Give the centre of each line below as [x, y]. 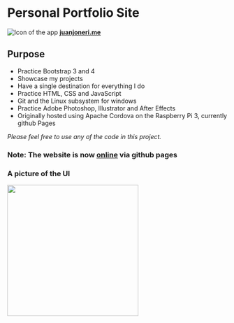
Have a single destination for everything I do [81, 86]
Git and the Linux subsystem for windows [77, 101]
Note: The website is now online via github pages [93, 155]
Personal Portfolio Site [73, 13]
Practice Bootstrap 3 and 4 [56, 71]
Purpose [26, 54]
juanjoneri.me [80, 32]
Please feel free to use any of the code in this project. [85, 136]
